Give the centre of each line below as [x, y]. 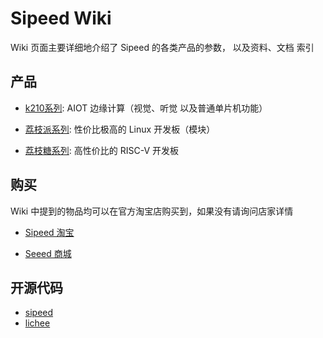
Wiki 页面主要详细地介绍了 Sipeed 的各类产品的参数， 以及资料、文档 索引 [162, 47]
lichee [37, 323]
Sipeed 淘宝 [49, 232]
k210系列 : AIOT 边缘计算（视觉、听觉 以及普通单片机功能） [146, 108]
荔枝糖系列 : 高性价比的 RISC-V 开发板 [102, 150]
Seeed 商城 [48, 253]
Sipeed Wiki [61, 18]
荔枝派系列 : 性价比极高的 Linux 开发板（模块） [120, 129]
